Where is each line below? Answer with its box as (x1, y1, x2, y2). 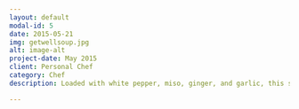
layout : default (9, 12, 69, 22)
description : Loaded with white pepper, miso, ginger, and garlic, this (9, 79, 285, 88)
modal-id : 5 (9, 21, 53, 30)
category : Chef (9, 71, 66, 80)
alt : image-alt (9, 46, 66, 55)
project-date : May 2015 (9, 54, 98, 63)
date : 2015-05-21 (9, 29, 74, 38)
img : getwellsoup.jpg (9, 37, 90, 47)
